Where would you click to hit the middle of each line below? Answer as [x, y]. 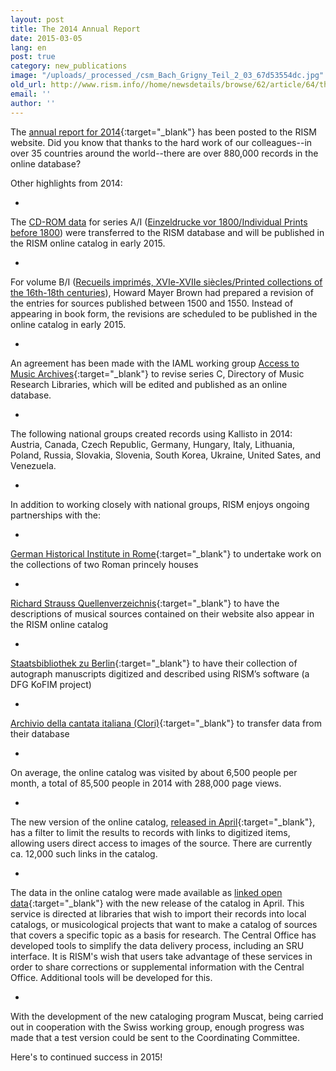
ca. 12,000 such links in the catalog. [84, 853]
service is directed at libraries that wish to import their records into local [158, 913]
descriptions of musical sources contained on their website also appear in [162, 613]
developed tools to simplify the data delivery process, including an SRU [157, 945]
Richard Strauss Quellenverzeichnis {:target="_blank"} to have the [145, 603]
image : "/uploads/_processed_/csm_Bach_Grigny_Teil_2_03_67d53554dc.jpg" [167, 76]
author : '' [33, 103]
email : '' [31, 94]
